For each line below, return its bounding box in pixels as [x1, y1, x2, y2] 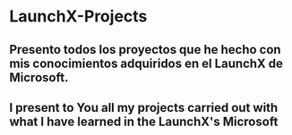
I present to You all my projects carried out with [9, 100, 279, 115]
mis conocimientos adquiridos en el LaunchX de [9, 55, 284, 71]
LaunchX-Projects [9, 6, 148, 27]
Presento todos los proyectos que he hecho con [9, 42, 281, 57]
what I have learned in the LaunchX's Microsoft [9, 114, 279, 129]
